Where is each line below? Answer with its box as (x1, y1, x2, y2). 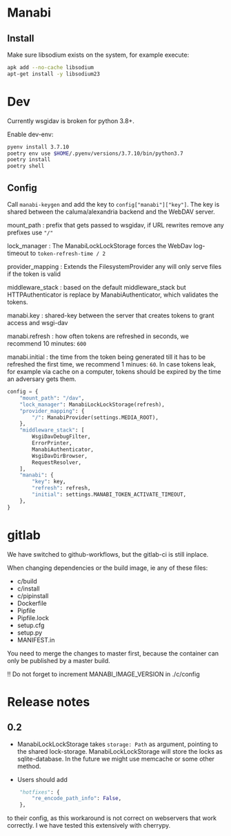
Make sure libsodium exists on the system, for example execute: (7, 50, 190, 59)
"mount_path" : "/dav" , (19, 394, 85, 402)
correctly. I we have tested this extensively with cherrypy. (7, 821, 171, 830)
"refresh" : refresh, (32, 485, 91, 492)
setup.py (17, 628, 43, 637)
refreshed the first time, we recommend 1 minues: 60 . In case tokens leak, (7, 360, 216, 368)
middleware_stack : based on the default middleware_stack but (7, 284, 186, 291)
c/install (17, 584, 40, 593)
